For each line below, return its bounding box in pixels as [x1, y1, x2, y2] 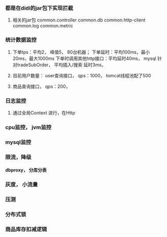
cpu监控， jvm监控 [5, 124, 52, 131]
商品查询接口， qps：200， [12, 83, 71, 90]
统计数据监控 [5, 37, 37, 44]
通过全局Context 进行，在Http [12, 109, 75, 115]
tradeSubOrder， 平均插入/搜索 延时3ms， [17, 62, 107, 68]
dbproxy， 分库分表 [5, 167, 47, 173]
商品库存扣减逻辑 [5, 225, 47, 232]
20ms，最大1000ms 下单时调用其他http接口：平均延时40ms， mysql [12, 55, 156, 62]
